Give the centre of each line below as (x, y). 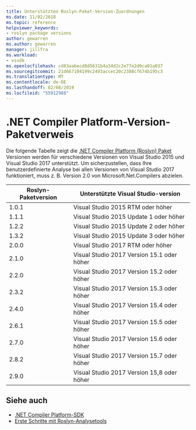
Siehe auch (27, 400)
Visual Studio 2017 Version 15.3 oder (125, 288)
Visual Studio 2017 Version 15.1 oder (125, 254)
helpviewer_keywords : (32, 28)
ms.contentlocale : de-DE (36, 82)
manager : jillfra (27, 50)
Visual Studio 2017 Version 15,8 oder (125, 372)
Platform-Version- (125, 122)
